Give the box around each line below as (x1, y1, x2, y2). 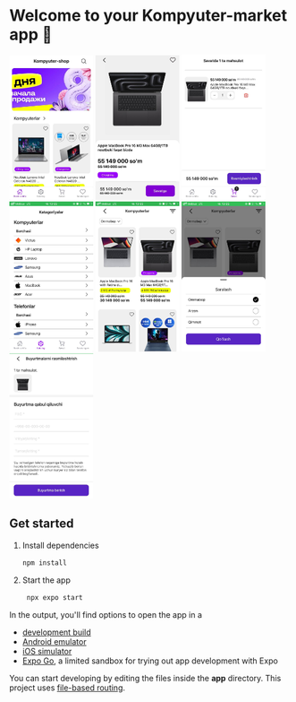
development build (21, 627, 91, 637)
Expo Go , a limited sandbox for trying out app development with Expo (21, 655, 279, 666)
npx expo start (26, 593, 83, 602)
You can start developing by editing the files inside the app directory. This (9, 672, 282, 683)
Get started (9, 516, 74, 532)
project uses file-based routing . (9, 682, 126, 693)
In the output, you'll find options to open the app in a (9, 609, 203, 620)
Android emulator (21, 636, 87, 646)
